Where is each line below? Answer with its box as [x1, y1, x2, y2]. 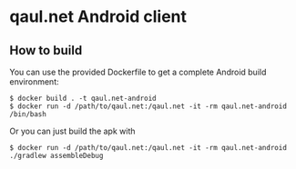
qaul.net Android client [9, 6, 188, 27]
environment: [9, 76, 59, 87]
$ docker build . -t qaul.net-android [9, 94, 157, 103]
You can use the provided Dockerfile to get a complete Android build [9, 66, 267, 77]
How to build [9, 43, 83, 58]
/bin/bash [9, 110, 47, 119]
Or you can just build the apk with [9, 125, 136, 136]
